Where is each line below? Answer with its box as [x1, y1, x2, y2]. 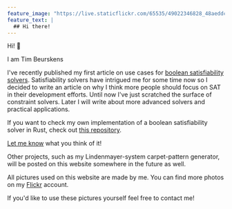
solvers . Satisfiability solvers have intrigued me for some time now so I [7, 76, 208, 84]
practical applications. [7, 105, 70, 114]
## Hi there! [13, 23, 51, 30]
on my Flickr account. [7, 181, 69, 189]
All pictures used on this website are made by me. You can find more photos [7, 173, 224, 181]
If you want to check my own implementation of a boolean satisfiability [7, 119, 209, 127]
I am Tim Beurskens [7, 55, 64, 63]
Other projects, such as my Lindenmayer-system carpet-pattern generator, [7, 152, 220, 161]
